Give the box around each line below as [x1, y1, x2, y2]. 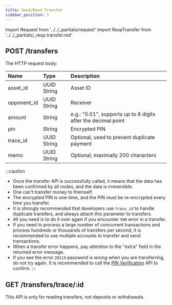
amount [8, 114, 27, 121]
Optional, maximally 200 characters [71, 152, 157, 159]
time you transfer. [12, 200, 50, 206]
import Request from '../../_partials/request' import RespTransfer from [5, 26, 152, 32]
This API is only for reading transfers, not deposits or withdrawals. [5, 294, 145, 300]
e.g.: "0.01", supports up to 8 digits [71, 111, 156, 118]
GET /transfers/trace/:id [5, 280, 84, 289]
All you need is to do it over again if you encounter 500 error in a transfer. [12, 216, 166, 222]
